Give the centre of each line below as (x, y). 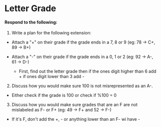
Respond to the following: (31, 22)
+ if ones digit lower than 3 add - (51, 77)
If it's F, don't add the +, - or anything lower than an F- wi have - (76, 119)
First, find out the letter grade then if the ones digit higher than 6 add (88, 71)
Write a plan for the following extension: (51, 33)
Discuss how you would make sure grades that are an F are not (74, 105)
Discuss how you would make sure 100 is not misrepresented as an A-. (82, 86)
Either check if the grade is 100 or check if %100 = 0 (64, 95)
